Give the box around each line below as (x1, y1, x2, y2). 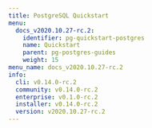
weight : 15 (22, 56, 59, 64)
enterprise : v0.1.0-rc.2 (15, 93, 98, 101)
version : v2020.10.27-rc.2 (15, 108, 106, 116)
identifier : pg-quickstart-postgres (22, 33, 146, 42)
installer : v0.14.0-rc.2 (15, 100, 98, 108)
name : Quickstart (22, 41, 81, 49)
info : (8, 71, 26, 79)
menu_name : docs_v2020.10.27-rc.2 (8, 64, 124, 72)
